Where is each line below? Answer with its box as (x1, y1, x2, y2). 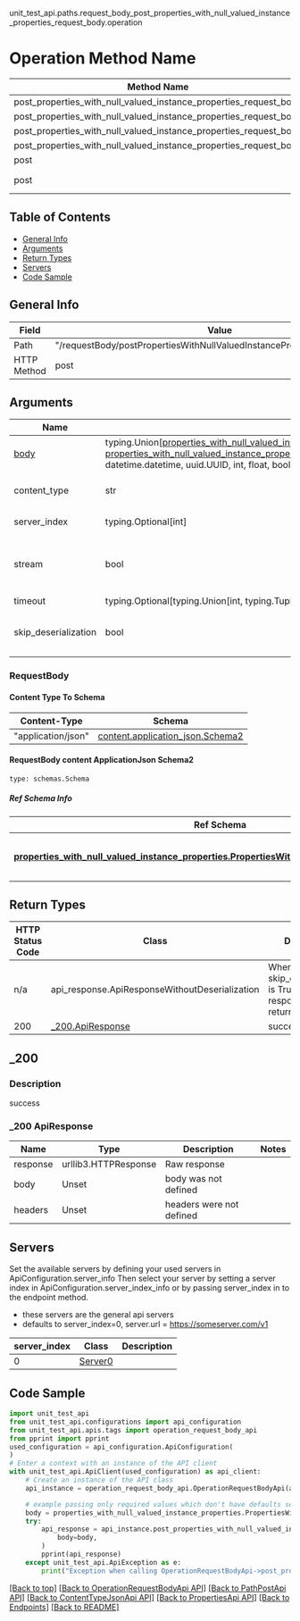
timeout (13, 595, 46, 607)
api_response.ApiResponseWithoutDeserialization (50, 983, 260, 996)
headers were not (164, 1199, 239, 1211)
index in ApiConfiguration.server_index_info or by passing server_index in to (9, 1283, 290, 1293)
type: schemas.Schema (9, 774, 90, 783)
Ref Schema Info (9, 793, 73, 804)
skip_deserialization (13, 626, 96, 639)
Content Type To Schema (9, 691, 105, 702)
